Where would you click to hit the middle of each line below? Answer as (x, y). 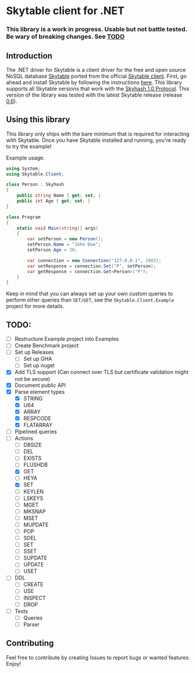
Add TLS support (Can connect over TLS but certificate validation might (102, 372)
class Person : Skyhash (35, 185)
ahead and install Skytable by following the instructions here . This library (94, 82)
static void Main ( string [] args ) (58, 228)
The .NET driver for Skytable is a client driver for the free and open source (96, 69)
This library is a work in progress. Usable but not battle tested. (97, 29)
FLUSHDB (36, 465)
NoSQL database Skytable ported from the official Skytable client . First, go (96, 76)
